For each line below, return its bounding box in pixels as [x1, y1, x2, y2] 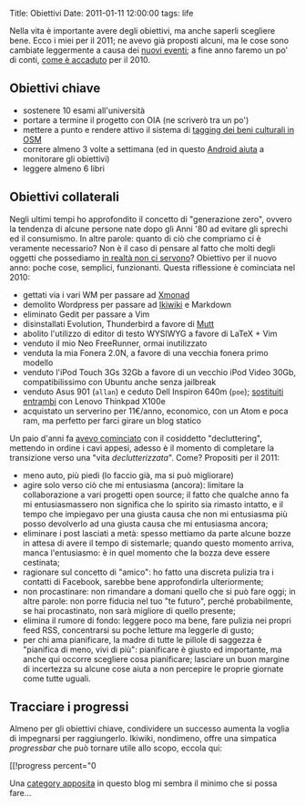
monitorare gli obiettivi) [22, 153, 110, 164]
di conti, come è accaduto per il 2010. [9, 55, 151, 65]
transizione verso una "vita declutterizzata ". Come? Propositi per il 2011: [9, 452, 280, 463]
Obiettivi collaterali [9, 189, 120, 205]
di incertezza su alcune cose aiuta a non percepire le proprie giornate [22, 663, 284, 674]
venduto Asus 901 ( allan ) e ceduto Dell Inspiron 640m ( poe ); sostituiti [22, 386, 284, 397]
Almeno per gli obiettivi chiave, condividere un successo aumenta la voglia [9, 723, 290, 734]
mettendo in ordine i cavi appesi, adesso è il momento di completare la [9, 442, 275, 454]
